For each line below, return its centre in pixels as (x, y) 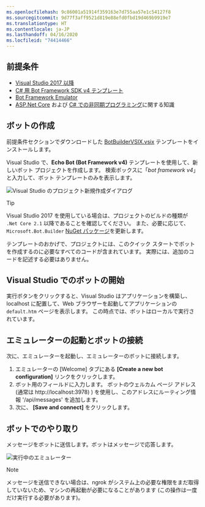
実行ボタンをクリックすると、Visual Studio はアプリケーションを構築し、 (99, 296)
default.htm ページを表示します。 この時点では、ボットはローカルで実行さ (100, 311)
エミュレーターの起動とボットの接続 (75, 340)
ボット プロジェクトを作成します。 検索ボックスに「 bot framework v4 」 (108, 170)
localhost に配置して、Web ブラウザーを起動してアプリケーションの (92, 304)
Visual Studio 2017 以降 (45, 83)
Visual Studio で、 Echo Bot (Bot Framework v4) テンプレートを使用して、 (99, 162)
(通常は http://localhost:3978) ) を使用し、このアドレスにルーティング (103, 392)
